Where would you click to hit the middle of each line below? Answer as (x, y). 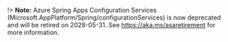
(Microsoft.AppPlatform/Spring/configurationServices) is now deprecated (114, 17)
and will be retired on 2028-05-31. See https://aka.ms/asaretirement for (112, 25)
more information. (33, 32)
